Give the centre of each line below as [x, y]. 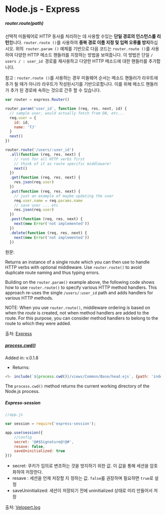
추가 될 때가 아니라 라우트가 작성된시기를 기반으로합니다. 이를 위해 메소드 [75, 84]
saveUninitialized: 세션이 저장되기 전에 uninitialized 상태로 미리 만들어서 [83, 491]
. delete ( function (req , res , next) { [48, 233]
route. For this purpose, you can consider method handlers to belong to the [82, 318]
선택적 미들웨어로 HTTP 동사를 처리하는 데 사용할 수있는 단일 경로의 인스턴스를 [81, 36]
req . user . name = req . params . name [48, 200]
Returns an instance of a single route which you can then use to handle [77, 262]
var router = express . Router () [37, 100]
